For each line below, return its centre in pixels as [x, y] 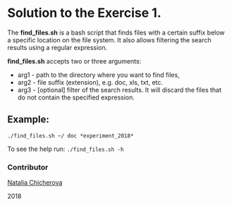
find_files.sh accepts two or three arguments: [74, 61]
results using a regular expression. [57, 47]
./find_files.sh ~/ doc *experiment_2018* [71, 135]
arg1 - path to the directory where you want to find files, [98, 75]
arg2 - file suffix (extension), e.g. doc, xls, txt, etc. [90, 82]
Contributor [28, 167]
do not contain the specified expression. [76, 97]
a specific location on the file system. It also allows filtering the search [109, 40]
